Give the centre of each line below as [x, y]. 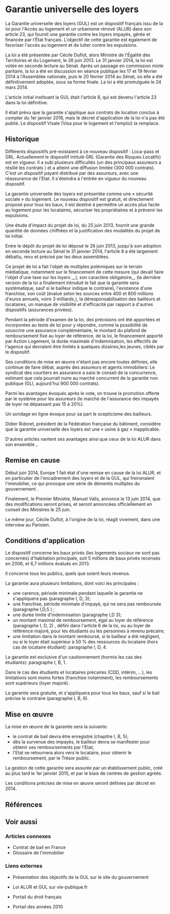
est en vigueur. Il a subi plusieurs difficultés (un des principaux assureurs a [83, 162]
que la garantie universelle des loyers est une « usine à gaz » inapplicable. [83, 429]
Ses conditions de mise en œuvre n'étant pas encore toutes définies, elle [81, 361]
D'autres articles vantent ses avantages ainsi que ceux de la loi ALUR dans [83, 439]
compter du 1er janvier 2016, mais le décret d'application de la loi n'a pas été [85, 117]
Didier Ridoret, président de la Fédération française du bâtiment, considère [83, 423]
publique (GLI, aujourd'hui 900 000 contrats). [53, 383]
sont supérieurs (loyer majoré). [37, 683]
